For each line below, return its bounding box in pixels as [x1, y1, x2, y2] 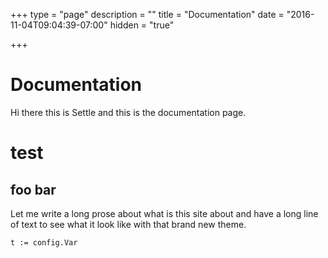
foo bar [10, 181, 57, 198]
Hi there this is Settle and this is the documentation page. [10, 106, 247, 118]
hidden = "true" [109, 19, 175, 31]
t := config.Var [10, 237, 78, 248]
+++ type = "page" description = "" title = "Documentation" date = [10, 9, 285, 20]
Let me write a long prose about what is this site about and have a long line [10, 207, 319, 219]
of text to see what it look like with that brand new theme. [10, 218, 247, 230]
